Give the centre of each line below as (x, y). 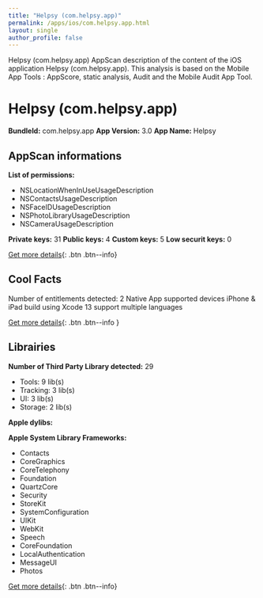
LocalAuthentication (52, 554)
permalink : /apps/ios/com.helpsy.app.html (79, 23)
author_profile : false (45, 38)
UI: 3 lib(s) (36, 398)
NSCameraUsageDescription (67, 224)
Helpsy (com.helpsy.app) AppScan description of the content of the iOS (125, 60)
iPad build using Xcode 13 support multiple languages (96, 307)
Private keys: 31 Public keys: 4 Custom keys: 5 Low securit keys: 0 (120, 239)
